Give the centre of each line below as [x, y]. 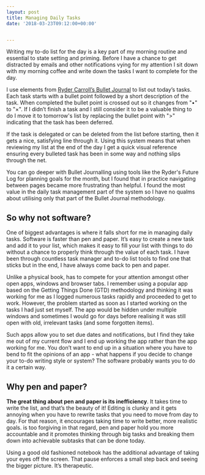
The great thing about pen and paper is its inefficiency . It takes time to [97, 401]
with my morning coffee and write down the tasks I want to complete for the [102, 71]
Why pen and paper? [47, 387]
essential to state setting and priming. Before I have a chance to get [91, 58]
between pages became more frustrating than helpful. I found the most [96, 186]
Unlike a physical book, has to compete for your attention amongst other [98, 277]
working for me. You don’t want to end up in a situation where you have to [99, 348]
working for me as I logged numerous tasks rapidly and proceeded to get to [102, 297]
